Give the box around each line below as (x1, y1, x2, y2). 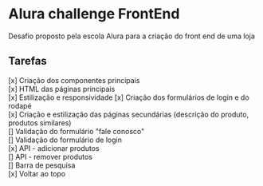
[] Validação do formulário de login (8, 135, 122, 144)
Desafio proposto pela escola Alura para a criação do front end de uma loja (8, 31, 255, 41)
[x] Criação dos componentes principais (8, 75, 140, 85)
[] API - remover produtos (8, 152, 93, 161)
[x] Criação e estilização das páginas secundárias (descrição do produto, (8, 109, 249, 119)
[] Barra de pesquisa (8, 160, 76, 170)
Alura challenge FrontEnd (8, 5, 180, 23)
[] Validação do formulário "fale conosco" (8, 126, 145, 136)
